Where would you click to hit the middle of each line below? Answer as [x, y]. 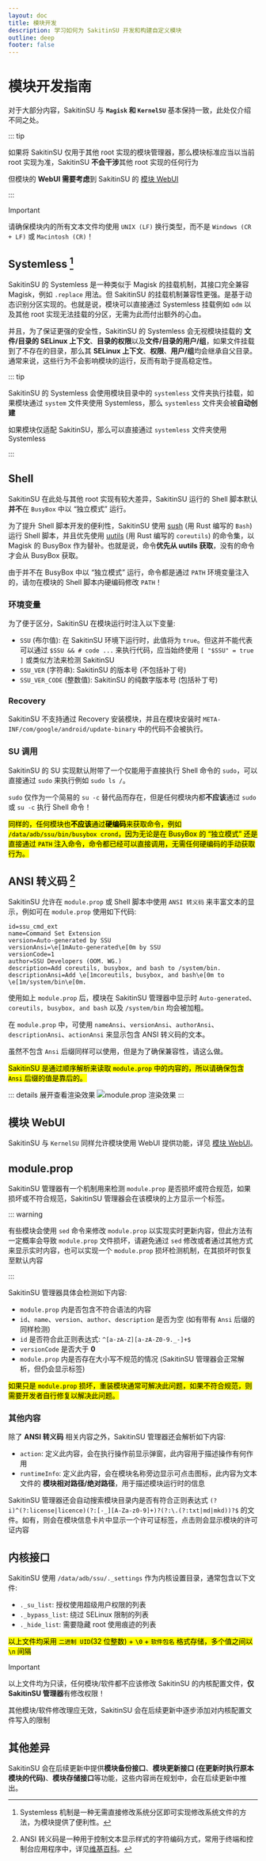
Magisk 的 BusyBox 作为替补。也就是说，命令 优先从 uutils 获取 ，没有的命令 [131, 545]
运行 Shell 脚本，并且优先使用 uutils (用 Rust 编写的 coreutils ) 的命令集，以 [131, 535]
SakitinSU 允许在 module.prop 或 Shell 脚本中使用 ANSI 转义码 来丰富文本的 [128, 902]
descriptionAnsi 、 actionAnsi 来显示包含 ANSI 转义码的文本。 [109, 1034]
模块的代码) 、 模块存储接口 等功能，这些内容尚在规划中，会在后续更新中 [124, 1778]
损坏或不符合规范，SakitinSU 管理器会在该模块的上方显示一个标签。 [119, 1198]
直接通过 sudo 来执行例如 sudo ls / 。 [69, 780]
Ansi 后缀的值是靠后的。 [47, 1078]
